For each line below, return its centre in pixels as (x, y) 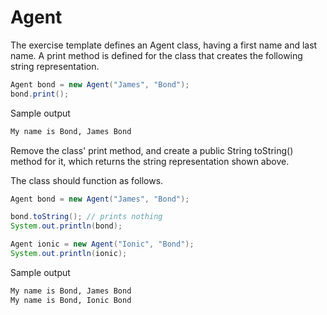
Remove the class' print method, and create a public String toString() (152, 150)
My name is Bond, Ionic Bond (71, 300)
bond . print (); (40, 94)
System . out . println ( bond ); (66, 226)
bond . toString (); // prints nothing (86, 217)
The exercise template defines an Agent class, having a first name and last (164, 45)
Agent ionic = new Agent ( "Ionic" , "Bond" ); (102, 244)
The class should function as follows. (87, 180)
